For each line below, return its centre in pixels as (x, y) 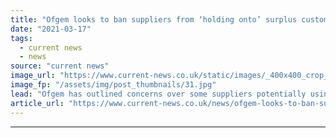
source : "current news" (60, 66)
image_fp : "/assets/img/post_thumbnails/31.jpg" (113, 85)
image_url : (33, 76)
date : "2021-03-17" (51, 29)
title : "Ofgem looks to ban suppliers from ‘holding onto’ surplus (154, 19)
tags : (21, 38)
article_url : (37, 103)
